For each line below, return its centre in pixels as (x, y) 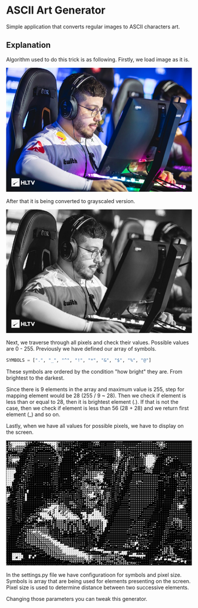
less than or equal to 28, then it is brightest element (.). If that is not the (92, 402)
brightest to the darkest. (35, 378)
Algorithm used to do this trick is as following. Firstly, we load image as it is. (98, 59)
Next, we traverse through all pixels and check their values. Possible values (98, 342)
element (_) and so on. (33, 414)
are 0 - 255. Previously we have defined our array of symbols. (81, 349)
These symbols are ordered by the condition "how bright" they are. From (94, 372)
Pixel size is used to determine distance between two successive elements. (98, 587)
